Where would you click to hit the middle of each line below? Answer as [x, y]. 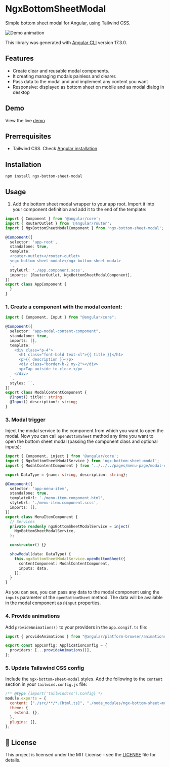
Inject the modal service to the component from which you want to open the [84, 431]
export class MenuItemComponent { [42, 517]
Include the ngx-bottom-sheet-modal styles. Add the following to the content [84, 679]
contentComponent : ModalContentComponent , [64, 564]
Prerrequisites [28, 136]
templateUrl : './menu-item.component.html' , [57, 498]
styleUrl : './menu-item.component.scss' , [54, 503]
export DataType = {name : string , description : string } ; [67, 475]
